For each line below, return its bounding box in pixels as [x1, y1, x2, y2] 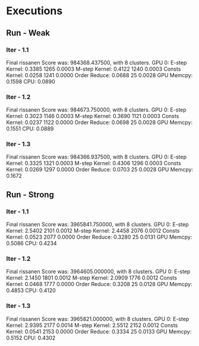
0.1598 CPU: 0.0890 [6, 78, 55, 85]
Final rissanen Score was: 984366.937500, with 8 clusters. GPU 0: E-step [6, 153, 187, 161]
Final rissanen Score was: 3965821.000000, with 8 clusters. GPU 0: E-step [6, 315, 189, 322]
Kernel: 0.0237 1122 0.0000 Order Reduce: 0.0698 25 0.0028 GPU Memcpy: [6, 119, 193, 126]
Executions [6, 4, 63, 18]
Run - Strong [6, 189, 55, 199]
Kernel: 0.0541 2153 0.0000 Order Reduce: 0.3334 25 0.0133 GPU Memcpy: [6, 328, 192, 335]
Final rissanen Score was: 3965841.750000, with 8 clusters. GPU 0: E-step [6, 221, 189, 228]
